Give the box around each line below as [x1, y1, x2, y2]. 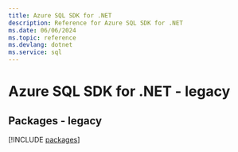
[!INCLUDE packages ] [8, 135, 80, 144]
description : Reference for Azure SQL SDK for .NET [8, 19, 183, 27]
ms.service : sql [8, 48, 62, 56]
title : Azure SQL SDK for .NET [8, 11, 112, 20]
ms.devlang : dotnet [8, 41, 73, 49]
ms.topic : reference [8, 33, 77, 42]
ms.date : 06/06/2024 [8, 26, 77, 34]
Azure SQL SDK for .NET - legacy [8, 82, 231, 101]
